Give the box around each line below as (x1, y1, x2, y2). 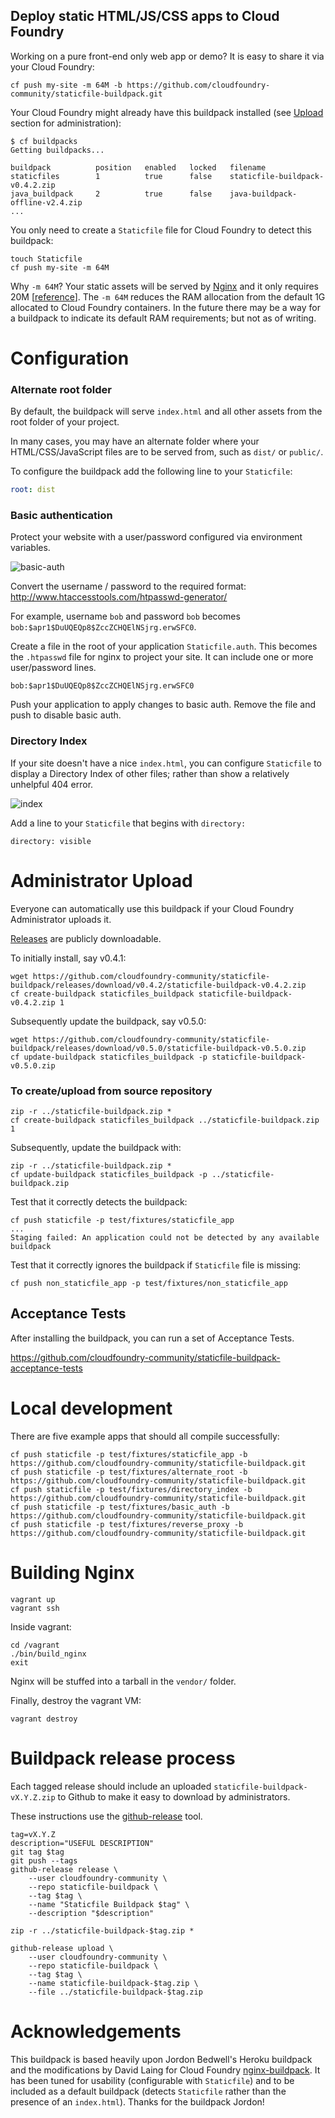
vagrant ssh (10, 1603, 60, 1613)
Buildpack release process (10, 1747, 236, 1769)
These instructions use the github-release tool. (10, 1810, 203, 1822)
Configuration (10, 347, 130, 369)
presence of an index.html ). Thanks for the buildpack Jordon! (10, 2095, 265, 2108)
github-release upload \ (10, 1943, 114, 1953)
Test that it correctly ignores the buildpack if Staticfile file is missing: (10, 1259, 302, 1271)
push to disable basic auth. (10, 709, 122, 721)
